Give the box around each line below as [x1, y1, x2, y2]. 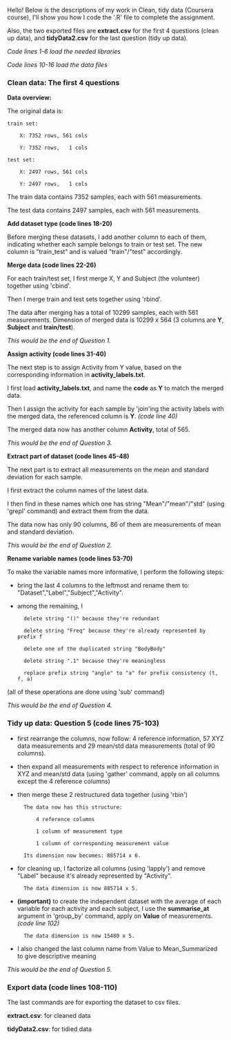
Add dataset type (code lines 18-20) [7, 220, 112, 228]
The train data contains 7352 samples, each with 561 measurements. [7, 193, 203, 201]
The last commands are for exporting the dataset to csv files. [7, 998, 181, 1006]
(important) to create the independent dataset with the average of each [17, 897, 222, 905]
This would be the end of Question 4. [7, 701, 112, 710]
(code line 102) [17, 918, 60, 927]
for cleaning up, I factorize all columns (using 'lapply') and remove [17, 864, 205, 872]
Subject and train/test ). [7, 323, 75, 331]
